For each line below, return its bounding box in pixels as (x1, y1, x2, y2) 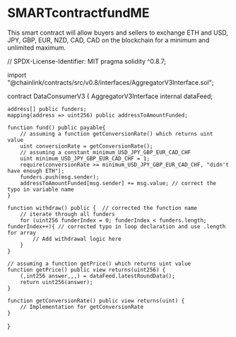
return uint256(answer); (20, 278, 93, 285)
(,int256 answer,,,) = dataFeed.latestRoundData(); (20, 272, 175, 280)
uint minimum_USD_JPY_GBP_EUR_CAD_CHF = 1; (20, 155, 151, 162)
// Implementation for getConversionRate (20, 303, 143, 310)
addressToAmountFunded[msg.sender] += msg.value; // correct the (20, 179, 217, 187)
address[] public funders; (7, 105, 87, 112)
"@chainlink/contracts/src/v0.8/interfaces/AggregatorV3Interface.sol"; (7, 78, 214, 86)
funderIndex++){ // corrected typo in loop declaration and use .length (7, 223, 226, 230)
